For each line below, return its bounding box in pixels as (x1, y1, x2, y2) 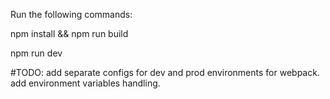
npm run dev (10, 47, 63, 59)
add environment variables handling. (10, 77, 161, 89)
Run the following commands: (10, 9, 133, 20)
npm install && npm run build (10, 28, 129, 39)
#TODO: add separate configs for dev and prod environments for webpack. (10, 67, 320, 78)
